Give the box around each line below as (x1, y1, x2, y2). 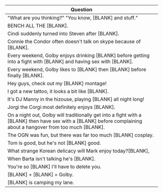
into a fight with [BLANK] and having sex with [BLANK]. (7, 58, 133, 65)
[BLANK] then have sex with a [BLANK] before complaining (7, 118, 142, 124)
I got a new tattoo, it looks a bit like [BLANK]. (7, 88, 109, 94)
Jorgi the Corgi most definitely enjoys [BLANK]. (7, 104, 115, 110)
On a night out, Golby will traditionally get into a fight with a (7, 112, 142, 118)
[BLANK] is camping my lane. (7, 179, 74, 186)
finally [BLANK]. (7, 72, 44, 79)
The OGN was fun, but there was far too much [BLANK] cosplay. (7, 132, 154, 138)
